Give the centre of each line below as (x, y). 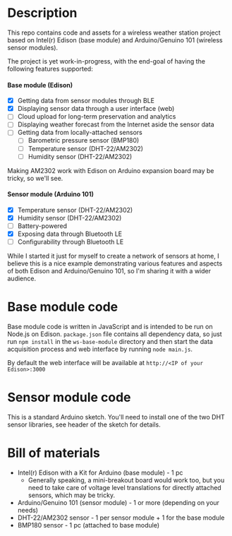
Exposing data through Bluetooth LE (69, 234)
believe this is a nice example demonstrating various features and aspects (115, 263)
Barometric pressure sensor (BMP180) (84, 141)
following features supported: (50, 69)
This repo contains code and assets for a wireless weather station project (114, 32)
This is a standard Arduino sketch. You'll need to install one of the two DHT (116, 417)
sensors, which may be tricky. (71, 495)
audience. (22, 279)
